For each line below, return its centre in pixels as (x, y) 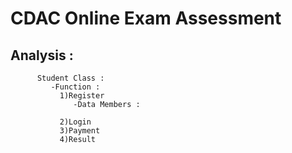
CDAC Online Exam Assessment (146, 18)
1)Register (82, 96)
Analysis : (42, 55)
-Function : (75, 87)
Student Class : (70, 78)
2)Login (75, 122)
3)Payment (80, 131)
